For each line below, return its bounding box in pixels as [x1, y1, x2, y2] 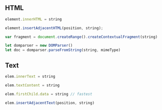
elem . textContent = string [5, 83, 60, 88]
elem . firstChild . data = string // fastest [5, 92, 92, 96]
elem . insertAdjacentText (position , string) [5, 100, 95, 105]
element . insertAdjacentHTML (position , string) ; [5, 25, 104, 31]
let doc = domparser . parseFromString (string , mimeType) [5, 48, 121, 53]
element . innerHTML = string [5, 17, 62, 21]
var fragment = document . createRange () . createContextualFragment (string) [5, 34, 158, 39]
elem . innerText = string [5, 74, 55, 79]
